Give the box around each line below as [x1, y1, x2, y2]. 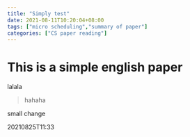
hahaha [24, 96, 47, 104]
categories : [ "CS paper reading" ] [7, 29, 108, 37]
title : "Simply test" [7, 10, 70, 17]
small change [7, 109, 46, 118]
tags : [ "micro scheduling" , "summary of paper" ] [7, 23, 148, 30]
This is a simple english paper [7, 60, 183, 75]
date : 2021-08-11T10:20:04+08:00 [7, 17, 104, 24]
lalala [7, 83, 22, 91]
